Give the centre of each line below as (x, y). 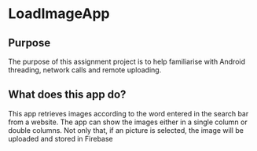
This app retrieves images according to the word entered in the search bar (128, 113)
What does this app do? (67, 95)
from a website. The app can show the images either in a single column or (128, 122)
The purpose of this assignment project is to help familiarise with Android (127, 61)
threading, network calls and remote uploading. (85, 70)
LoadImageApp (59, 14)
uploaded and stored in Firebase (61, 138)
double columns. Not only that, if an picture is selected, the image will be (126, 130)
